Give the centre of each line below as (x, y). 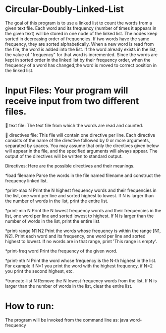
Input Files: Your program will (67, 91)
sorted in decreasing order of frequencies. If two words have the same (77, 39)
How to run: (30, 306)
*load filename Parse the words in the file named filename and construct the (83, 175)
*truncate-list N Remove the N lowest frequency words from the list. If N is (81, 281)
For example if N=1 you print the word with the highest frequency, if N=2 (79, 266)
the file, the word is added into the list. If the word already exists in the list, (81, 49)
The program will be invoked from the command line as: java (67, 320)
